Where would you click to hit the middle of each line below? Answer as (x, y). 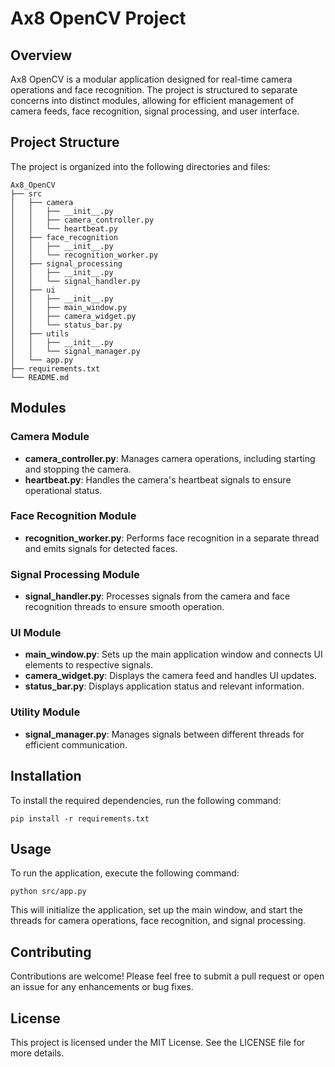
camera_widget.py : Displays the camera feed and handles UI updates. (170, 676)
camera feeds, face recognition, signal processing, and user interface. (155, 111)
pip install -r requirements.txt (80, 818)
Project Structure (65, 142)
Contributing (51, 952)
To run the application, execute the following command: (125, 873)
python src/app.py (48, 892)
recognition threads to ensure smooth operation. (124, 607)
